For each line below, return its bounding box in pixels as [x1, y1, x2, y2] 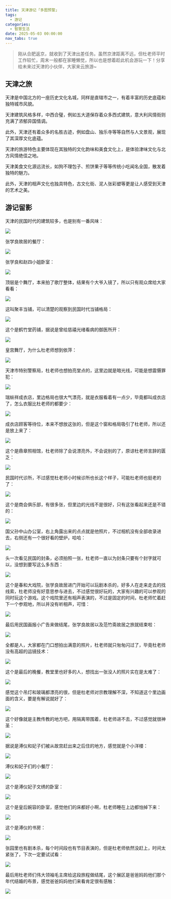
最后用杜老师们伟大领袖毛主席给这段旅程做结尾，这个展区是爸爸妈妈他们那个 [5, 871, 166, 878]
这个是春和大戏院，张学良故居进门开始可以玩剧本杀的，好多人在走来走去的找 [5, 582, 166, 588]
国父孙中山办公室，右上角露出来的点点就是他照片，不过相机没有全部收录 [5, 528, 157, 534]
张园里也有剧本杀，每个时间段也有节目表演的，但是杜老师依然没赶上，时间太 [5, 845, 166, 851]
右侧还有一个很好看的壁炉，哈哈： [14, 534, 85, 540]
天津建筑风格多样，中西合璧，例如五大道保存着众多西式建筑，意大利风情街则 [5, 111, 166, 117]
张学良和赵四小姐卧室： [5, 258, 54, 265]
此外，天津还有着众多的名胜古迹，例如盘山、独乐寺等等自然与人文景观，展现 [5, 129, 166, 135]
